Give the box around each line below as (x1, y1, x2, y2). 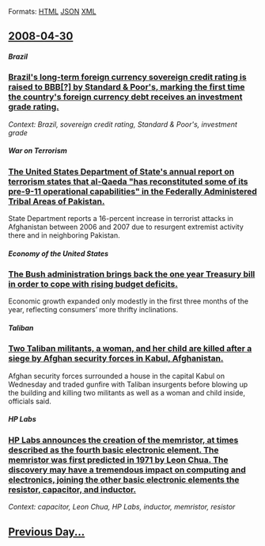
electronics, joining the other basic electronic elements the (8, 474, 240, 485)
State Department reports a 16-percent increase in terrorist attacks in (8, 214, 233, 223)
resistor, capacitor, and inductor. (8, 483, 137, 494)
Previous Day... (8, 525, 85, 538)
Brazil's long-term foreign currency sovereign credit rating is (8, 71, 247, 82)
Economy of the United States (8, 249, 109, 258)
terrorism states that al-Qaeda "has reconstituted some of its (8, 176, 248, 187)
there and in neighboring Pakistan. (8, 231, 120, 240)
